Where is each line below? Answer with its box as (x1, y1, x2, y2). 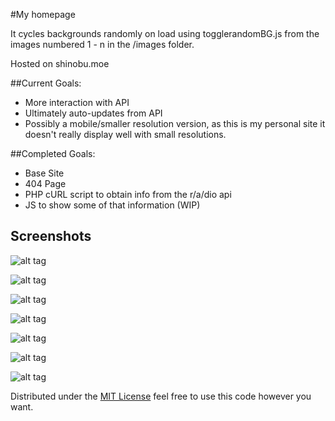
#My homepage (10, 9, 76, 20)
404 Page (24, 178, 67, 189)
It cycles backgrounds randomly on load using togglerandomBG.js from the (10, 28, 320, 39)
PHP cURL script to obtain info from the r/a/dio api (24, 189, 232, 200)
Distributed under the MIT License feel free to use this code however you (10, 390, 312, 402)
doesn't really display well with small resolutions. (24, 129, 227, 140)
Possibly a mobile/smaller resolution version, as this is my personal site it (24, 118, 326, 129)
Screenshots (10, 228, 92, 245)
